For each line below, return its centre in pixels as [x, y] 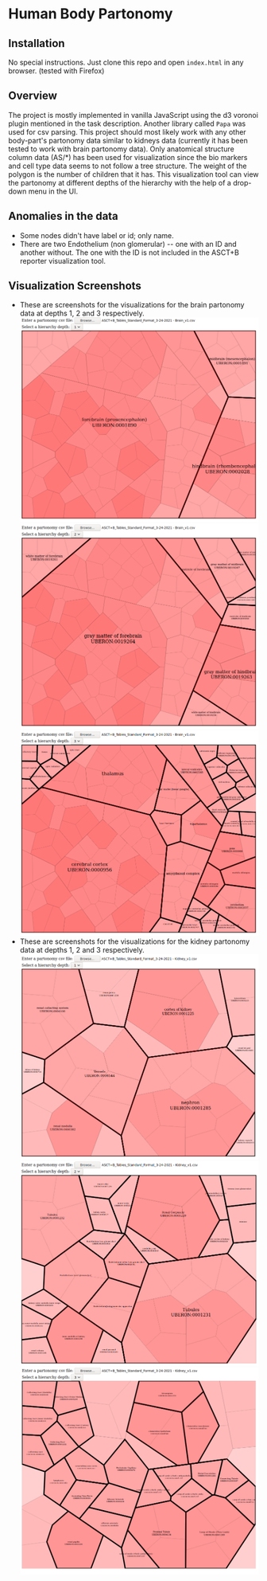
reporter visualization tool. [62, 260]
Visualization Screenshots [75, 286]
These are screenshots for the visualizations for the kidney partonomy [135, 941]
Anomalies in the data [64, 216]
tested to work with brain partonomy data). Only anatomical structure [121, 149]
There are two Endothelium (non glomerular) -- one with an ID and [128, 244]
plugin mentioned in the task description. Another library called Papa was [127, 123]
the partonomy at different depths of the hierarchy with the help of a [120, 182]
